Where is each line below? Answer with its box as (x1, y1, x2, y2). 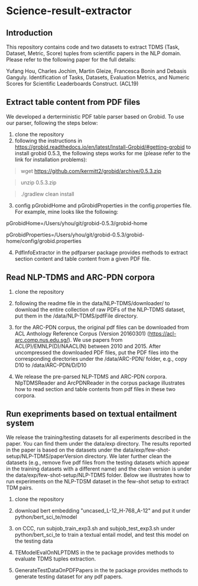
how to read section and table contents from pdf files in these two (14, 385, 176, 392)
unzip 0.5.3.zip (20, 179, 57, 186)
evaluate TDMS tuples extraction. (14, 555, 96, 562)
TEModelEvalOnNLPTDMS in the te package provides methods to (14, 549, 174, 556)
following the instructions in (14, 137, 83, 144)
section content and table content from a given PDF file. (14, 255, 151, 262)
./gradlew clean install (20, 190, 74, 197)
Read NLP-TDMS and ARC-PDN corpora (6, 273, 155, 283)
